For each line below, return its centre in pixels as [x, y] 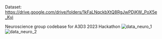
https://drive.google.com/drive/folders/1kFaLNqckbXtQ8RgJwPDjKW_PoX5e [81, 12]
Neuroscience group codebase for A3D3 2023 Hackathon [63, 26]
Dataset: [13, 7]
